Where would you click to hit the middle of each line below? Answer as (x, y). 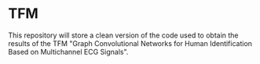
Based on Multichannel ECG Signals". (68, 52)
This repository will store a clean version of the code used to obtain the (123, 35)
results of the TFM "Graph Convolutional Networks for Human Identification (130, 43)
